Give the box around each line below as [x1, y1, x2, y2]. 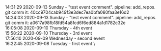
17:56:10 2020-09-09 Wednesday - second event [5, 35, 105, 41]
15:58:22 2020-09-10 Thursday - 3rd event [5, 30, 92, 36]
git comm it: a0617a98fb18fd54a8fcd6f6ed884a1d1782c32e [5, 20, 126, 25]
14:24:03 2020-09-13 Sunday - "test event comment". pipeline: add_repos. [5, 15, 157, 20]
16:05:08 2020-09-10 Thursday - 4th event [5, 25, 92, 31]
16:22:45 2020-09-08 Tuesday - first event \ [5, 41, 95, 46]
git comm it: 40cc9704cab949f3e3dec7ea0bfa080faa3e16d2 [5, 9, 129, 15]
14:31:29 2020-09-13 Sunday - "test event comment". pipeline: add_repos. [5, 4, 156, 10]
